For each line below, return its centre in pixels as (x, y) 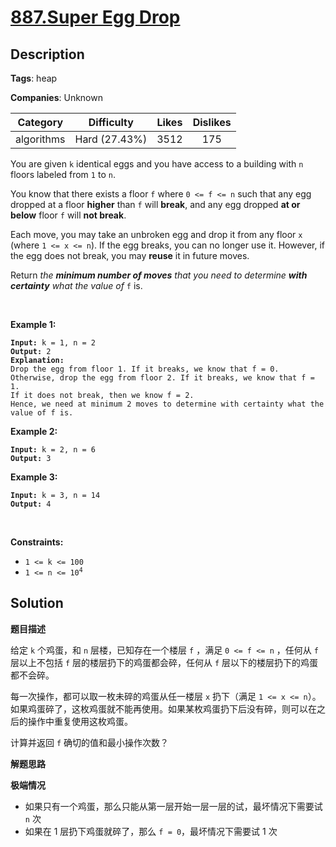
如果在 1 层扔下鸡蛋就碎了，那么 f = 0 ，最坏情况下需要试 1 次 (151, 831)
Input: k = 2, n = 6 (53, 450)
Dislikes (212, 122)
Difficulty (111, 122)
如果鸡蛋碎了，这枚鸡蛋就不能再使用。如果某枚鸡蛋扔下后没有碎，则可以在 (163, 708)
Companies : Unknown (56, 97)
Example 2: (34, 431)
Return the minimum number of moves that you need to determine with (159, 275)
